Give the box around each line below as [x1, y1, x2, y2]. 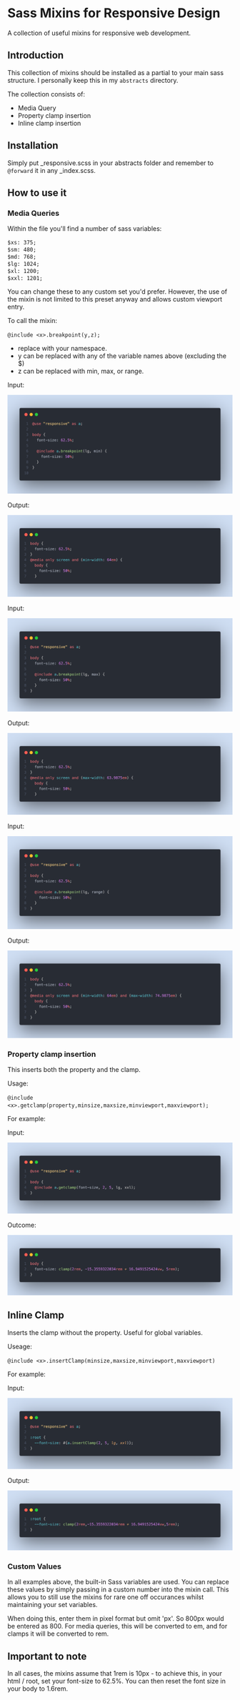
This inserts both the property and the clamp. [7, 1065, 141, 1074]
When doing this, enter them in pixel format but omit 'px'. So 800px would [7, 1614, 224, 1623]
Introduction [7, 49, 64, 61]
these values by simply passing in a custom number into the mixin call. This [7, 1585, 229, 1594]
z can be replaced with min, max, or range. [17, 367, 144, 376]
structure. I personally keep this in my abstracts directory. [7, 76, 179, 84]
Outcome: [7, 1221, 37, 1230]
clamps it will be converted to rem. [7, 1629, 109, 1638]
